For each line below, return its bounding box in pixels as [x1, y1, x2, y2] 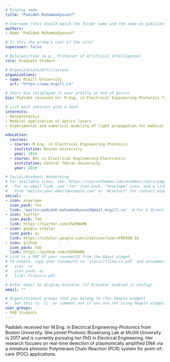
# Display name [5, 7, 37, 13]
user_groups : [5, 305, 33, 311]
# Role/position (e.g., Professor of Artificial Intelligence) [5, 54, 142, 59]
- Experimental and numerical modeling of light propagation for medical [5, 123, 164, 128]
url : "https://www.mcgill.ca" [10, 81, 73, 86]
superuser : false [5, 44, 42, 50]
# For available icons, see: [5, 179, 67, 185]
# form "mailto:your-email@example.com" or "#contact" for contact [5, 189, 155, 194]
